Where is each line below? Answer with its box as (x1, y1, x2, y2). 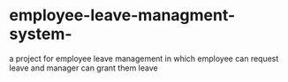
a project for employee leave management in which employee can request (9, 53, 279, 63)
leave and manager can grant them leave (9, 63, 158, 73)
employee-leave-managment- (9, 5, 236, 26)
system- (9, 24, 72, 44)
